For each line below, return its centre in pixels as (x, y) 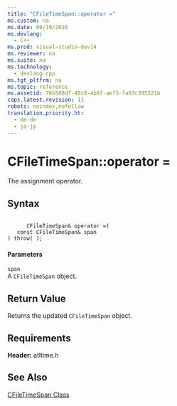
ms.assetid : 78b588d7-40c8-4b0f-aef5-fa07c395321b (84, 93)
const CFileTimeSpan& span (57, 233)
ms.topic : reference (38, 87)
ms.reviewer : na (31, 54)
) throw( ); (25, 239)
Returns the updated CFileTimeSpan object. (70, 316)
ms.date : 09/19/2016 (38, 27)
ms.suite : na (27, 60)
